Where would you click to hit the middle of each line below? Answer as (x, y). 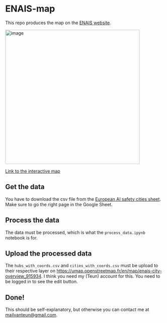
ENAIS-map (30, 9)
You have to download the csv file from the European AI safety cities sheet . (83, 199)
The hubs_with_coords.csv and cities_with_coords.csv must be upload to (82, 266)
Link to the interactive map (33, 171)
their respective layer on (30, 271)
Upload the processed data (49, 253)
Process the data (32, 220)
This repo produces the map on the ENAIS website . (58, 23)
